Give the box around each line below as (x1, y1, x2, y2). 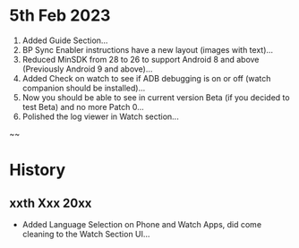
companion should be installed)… (21, 82, 146, 93)
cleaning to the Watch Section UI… (21, 228, 150, 239)
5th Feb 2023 (9, 5, 111, 26)
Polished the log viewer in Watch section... (21, 111, 179, 122)
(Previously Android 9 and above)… (21, 64, 153, 74)
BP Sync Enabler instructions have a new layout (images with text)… (21, 44, 274, 55)
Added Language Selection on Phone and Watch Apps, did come (21, 218, 262, 229)
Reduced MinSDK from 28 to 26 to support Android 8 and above (21, 54, 260, 64)
